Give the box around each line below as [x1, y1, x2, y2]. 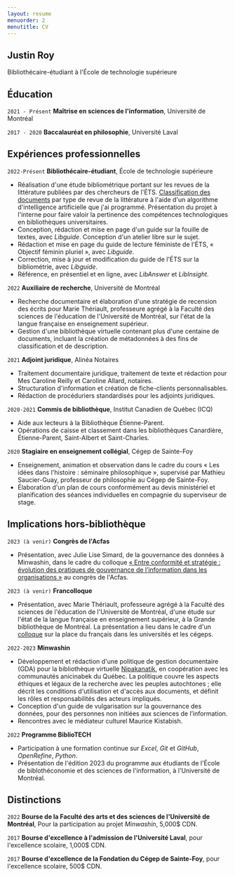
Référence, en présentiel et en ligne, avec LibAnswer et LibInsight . [17, 269, 209, 278]
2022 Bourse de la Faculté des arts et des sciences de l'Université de [7, 812, 210, 821]
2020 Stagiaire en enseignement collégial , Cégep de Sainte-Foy [7, 447, 194, 455]
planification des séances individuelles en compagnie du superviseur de [17, 490, 227, 499]
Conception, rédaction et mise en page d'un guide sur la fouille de [17, 225, 209, 234]
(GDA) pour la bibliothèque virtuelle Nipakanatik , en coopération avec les [17, 664, 229, 673]
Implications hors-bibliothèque [7, 518, 146, 530]
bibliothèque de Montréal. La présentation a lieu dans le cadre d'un [17, 622, 212, 631]
